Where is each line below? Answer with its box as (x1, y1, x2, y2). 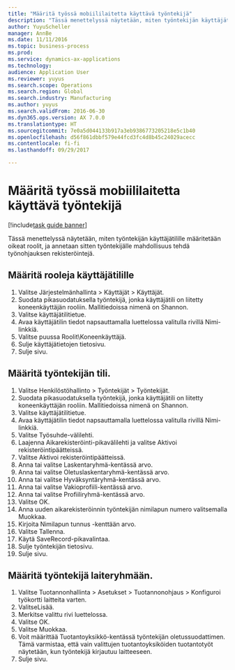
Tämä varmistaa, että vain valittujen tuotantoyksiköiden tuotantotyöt (17, 640, 213, 648)
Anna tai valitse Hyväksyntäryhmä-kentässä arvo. (17, 475, 161, 483)
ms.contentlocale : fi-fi (8, 140, 80, 147)
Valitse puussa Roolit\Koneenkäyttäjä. (17, 333, 126, 341)
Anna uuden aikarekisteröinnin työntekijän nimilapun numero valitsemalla (17, 504, 227, 514)
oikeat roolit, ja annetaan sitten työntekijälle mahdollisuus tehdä (8, 242, 190, 250)
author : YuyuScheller (8, 23, 71, 30)
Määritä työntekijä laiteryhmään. (8, 569, 153, 581)
